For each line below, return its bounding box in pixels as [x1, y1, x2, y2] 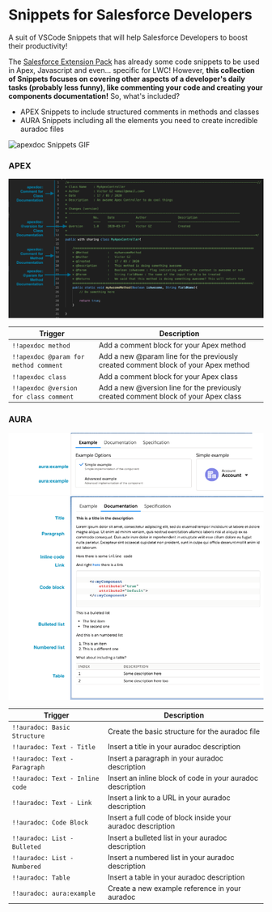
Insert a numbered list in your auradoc [108, 852, 235, 862]
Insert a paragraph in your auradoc [108, 753, 224, 763]
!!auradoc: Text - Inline [11, 774, 100, 782]
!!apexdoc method [11, 342, 70, 350]
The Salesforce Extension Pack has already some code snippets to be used [8, 57, 261, 66]
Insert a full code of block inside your [108, 812, 232, 823]
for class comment [11, 393, 74, 401]
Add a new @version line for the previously [98, 382, 241, 392]
